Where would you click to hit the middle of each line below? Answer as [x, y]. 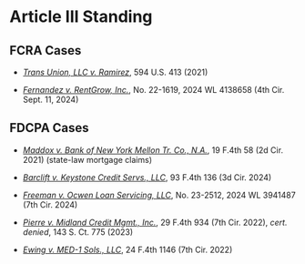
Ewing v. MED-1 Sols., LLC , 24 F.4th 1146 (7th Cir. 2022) [127, 249]
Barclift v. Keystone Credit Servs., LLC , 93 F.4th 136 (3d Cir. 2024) [147, 177]
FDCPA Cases [49, 128]
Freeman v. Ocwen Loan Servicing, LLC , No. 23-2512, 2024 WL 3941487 [159, 195]
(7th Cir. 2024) [50, 204]
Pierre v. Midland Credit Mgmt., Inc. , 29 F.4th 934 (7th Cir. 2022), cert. [155, 222]
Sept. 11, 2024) [51, 99]
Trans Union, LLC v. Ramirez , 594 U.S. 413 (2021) [115, 72]
